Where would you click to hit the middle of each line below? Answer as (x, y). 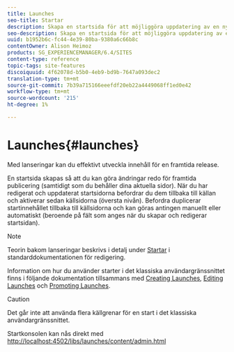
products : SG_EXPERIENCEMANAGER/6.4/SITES (70, 53)
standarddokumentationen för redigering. (67, 257)
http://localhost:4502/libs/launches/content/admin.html (87, 341)
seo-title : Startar (36, 20)
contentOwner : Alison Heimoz (49, 46)
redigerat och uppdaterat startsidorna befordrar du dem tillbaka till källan (111, 193)
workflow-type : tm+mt (39, 91)
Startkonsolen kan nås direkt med (55, 333)
